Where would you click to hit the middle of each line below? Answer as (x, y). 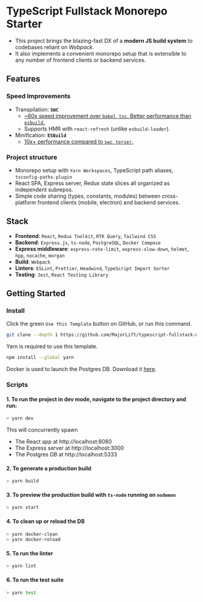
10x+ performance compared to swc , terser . (79, 141)
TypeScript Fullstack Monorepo (87, 11)
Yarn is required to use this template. (52, 346)
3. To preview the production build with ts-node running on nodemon (91, 494)
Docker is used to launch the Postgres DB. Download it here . (82, 369)
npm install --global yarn (40, 358)
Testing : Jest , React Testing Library (62, 274)
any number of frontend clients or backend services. (80, 60)
